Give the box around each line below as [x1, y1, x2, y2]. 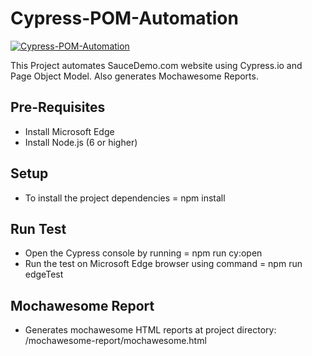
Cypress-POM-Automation [10, 7, 239, 30]
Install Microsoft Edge [24, 125, 115, 137]
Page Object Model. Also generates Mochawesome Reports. [10, 70, 259, 82]
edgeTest [24, 268, 64, 281]
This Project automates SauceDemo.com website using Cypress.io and [10, 59, 303, 71]
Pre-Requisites [10, 99, 106, 116]
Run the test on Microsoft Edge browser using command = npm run [24, 258, 303, 270]
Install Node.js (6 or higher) [24, 136, 138, 148]
